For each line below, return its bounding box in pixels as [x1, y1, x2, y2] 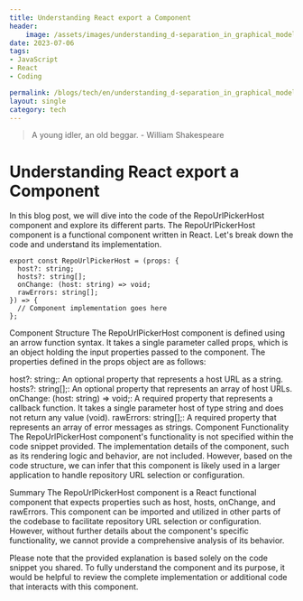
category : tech [9, 105, 67, 114]
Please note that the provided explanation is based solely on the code [9, 552, 269, 564]
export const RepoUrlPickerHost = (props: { [9, 256, 179, 266]
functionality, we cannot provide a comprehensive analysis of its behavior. [9, 535, 285, 546]
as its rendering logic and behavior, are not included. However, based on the [9, 450, 293, 461]
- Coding [9, 72, 42, 81]
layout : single [9, 97, 67, 106]
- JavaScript [9, 55, 59, 64]
